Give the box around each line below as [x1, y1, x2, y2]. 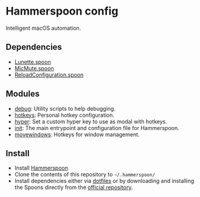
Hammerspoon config [5, 4, 119, 18]
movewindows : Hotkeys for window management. [14, 131, 140, 138]
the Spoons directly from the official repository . [14, 184, 133, 191]
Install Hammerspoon [14, 164, 68, 171]
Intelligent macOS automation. [5, 24, 81, 32]
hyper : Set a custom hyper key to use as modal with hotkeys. [14, 117, 168, 125]
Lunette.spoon [14, 58, 51, 65]
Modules [5, 89, 40, 99]
